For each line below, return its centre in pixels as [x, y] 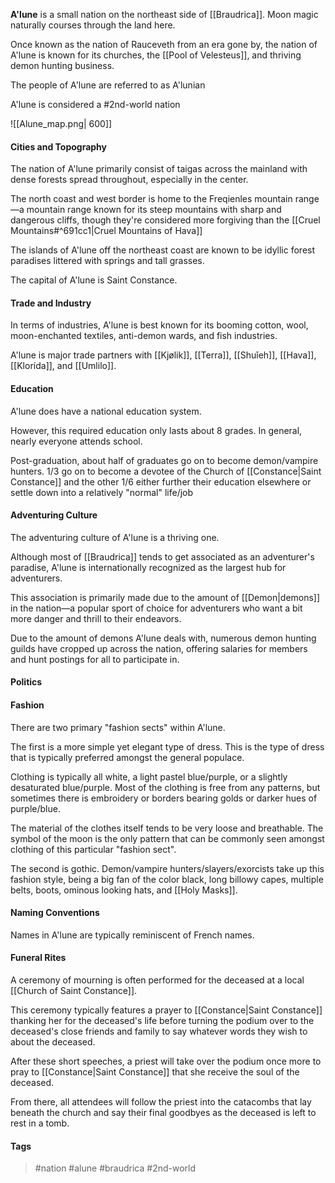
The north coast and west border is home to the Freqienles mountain [151, 199]
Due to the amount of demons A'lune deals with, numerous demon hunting [163, 638]
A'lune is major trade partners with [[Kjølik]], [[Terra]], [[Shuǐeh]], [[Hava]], [163, 355]
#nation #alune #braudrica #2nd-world [115, 1168]
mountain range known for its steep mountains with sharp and [154, 210]
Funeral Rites [38, 958]
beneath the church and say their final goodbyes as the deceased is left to [163, 1113]
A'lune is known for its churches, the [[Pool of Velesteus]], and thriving [156, 55]
